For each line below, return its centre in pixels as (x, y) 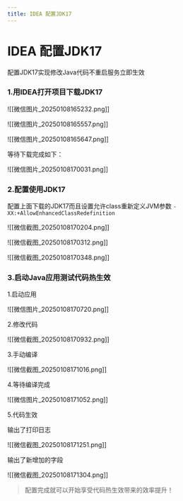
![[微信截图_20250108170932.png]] (58, 339)
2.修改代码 (23, 325)
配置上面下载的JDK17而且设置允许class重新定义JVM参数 (89, 206)
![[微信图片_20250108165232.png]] (58, 109)
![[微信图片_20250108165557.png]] (58, 124)
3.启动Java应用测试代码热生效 (59, 278)
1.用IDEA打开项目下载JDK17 (55, 92)
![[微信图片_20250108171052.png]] (58, 400)
